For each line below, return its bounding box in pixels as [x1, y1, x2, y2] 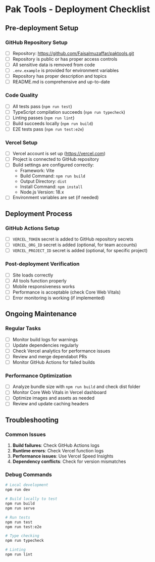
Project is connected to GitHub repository [12, 156, 99, 162]
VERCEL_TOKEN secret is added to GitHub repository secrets [12, 236, 134, 242]
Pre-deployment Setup [5, 24, 79, 32]
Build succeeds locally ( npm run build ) [12, 120, 93, 126]
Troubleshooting [5, 415, 59, 424]
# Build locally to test [5, 496, 58, 501]
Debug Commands [5, 471, 52, 478]
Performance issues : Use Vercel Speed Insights [12, 453, 114, 459]
